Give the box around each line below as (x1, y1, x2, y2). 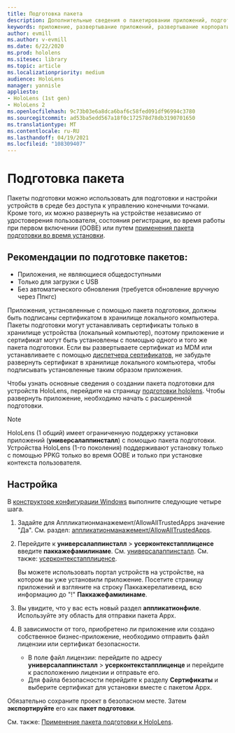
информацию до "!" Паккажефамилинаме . (17, 590, 148, 598)
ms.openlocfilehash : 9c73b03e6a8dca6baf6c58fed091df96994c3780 (7, 108, 196, 115)
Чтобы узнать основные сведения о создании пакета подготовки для (7, 379, 215, 388)
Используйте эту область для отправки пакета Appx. (17, 611, 176, 619)
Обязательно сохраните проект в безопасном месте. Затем (7, 697, 187, 705)
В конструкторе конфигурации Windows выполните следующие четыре (7, 497, 222, 505)
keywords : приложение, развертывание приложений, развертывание (7, 23, 199, 30)
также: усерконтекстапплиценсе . (17, 554, 117, 563)
